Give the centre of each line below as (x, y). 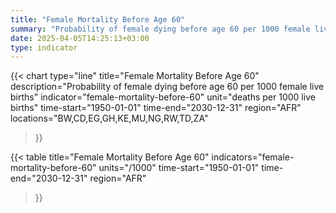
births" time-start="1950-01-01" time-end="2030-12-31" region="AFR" (156, 108)
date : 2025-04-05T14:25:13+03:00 (80, 38)
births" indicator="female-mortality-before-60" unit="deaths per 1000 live (163, 97)
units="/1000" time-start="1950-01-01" (179, 168)
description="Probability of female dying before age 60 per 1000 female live (167, 87)
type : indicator (44, 47)
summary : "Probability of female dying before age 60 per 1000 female (160, 29)
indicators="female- (253, 157)
